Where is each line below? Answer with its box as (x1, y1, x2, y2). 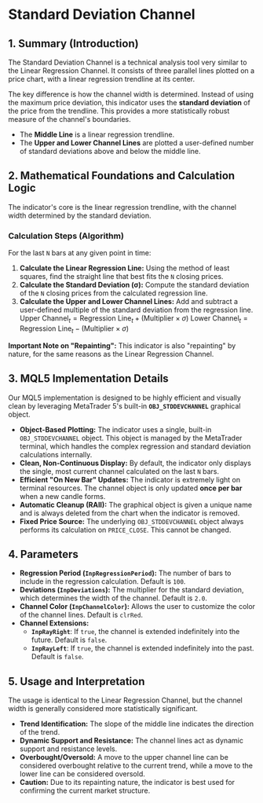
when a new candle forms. (19, 491, 106, 500)
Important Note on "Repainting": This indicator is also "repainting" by (8, 340, 236, 350)
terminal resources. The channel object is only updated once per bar (19, 483, 243, 493)
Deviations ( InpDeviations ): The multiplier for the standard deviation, (19, 585, 244, 595)
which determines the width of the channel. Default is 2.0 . (19, 593, 208, 603)
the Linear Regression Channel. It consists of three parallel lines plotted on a (8, 66, 255, 75)
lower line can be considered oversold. (19, 769, 145, 779)
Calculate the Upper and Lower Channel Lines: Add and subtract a (19, 297, 238, 306)
